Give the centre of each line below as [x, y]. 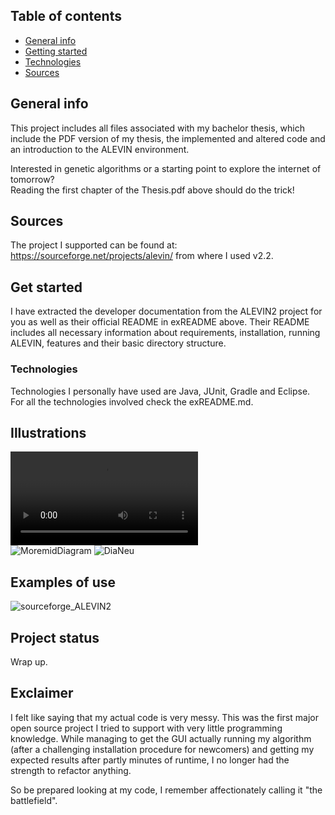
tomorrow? [32, 179]
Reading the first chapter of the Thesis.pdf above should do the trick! [152, 190]
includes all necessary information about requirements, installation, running [165, 333]
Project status [55, 637]
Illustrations [48, 432]
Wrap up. [29, 661]
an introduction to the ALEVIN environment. [100, 149]
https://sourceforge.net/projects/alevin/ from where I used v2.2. [142, 256]
